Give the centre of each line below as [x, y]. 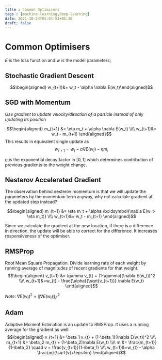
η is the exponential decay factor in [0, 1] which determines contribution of [79, 159]
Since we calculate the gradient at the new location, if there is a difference [79, 226]
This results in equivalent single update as [47, 141]
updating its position [25, 119]
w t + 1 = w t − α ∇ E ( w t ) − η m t [81, 149]
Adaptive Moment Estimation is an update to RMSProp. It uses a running [77, 324]
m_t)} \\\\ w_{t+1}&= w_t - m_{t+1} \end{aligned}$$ [86, 217]
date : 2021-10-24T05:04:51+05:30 [39, 18]
